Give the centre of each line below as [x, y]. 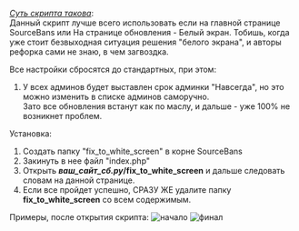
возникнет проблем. [62, 116]
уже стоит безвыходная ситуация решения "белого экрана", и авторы [145, 42]
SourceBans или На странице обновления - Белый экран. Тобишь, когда [149, 32]
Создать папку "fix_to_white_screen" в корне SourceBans [132, 151]
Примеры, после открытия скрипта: [80, 217]
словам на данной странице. [79, 180]
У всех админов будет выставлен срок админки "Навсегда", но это [153, 87]
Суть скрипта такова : [51, 13]
